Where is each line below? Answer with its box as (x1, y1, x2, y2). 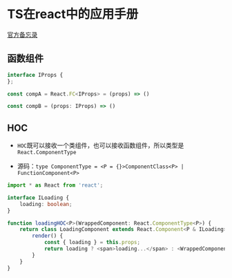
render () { (32, 232, 64, 239)
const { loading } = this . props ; (43, 239, 140, 246)
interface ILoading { (7, 194, 70, 201)
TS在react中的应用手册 (7, 6, 139, 22)
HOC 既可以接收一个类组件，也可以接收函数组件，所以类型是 (17, 141, 184, 149)
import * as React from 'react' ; (7, 182, 104, 189)
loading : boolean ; (19, 201, 72, 207)
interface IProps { (7, 71, 64, 78)
